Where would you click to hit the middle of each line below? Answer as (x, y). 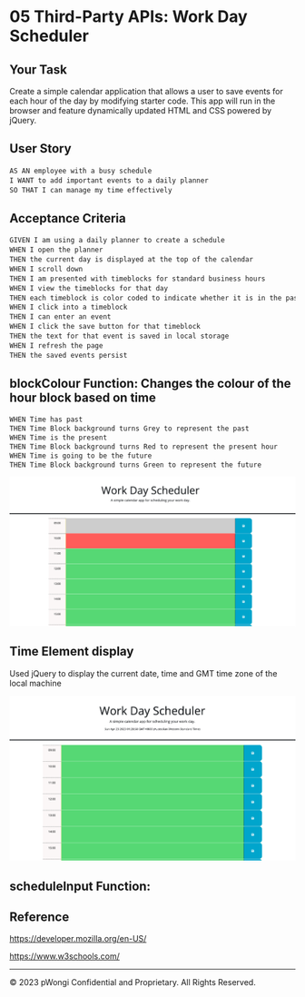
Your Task (39, 69)
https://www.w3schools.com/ (64, 956)
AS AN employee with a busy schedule (81, 171)
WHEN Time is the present (58, 438)
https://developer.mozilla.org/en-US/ (78, 939)
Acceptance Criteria (68, 218)
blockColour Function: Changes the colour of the (150, 384)
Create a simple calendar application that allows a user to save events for (146, 91)
